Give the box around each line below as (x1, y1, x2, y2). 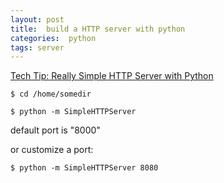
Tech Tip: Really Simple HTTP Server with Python (10, 70, 214, 82)
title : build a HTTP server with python (10, 24, 186, 34)
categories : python (10, 33, 97, 43)
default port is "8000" (10, 124, 101, 136)
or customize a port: (10, 144, 94, 156)
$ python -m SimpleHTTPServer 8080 (10, 163, 159, 173)
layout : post (10, 14, 65, 25)
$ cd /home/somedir (10, 89, 92, 100)
